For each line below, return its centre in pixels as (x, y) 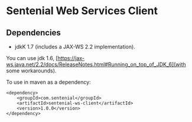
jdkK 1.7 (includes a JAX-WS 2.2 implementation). (75, 47)
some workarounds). (31, 71)
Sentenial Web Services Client (82, 11)
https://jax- (71, 58)
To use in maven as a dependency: (48, 82)
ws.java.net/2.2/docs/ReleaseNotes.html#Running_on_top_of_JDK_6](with (96, 64)
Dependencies (33, 33)
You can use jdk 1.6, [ (32, 58)
